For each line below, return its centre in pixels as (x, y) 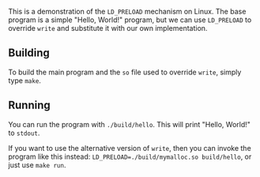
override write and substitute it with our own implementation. (108, 28)
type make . (25, 80)
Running (30, 105)
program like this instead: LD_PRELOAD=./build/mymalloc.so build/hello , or (130, 156)
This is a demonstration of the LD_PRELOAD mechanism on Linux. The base (127, 11)
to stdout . (24, 133)
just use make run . (37, 164)
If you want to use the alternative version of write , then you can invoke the (130, 148)
